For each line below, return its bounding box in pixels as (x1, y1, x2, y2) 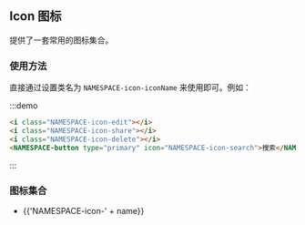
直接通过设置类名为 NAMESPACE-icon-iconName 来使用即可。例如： (9, 82, 252, 93)
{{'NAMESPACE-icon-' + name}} (22, 205, 145, 216)
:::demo (9, 100, 38, 111)
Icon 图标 (9, 8, 62, 25)
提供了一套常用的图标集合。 (9, 35, 114, 46)
